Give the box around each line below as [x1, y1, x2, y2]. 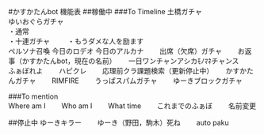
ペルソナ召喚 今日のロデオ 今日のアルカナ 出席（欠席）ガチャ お [8, 47, 246, 55]
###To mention [8, 92, 59, 101]
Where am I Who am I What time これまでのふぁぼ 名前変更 [8, 101, 257, 111]
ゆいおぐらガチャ [8, 17, 64, 26]
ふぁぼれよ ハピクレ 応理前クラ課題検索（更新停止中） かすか [8, 66, 247, 75]
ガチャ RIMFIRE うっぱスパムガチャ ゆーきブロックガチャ [14, 76, 243, 85]
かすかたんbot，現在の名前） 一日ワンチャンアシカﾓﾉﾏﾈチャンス [21, 56, 239, 66]
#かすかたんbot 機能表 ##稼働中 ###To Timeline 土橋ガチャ [8, 7, 202, 16]
